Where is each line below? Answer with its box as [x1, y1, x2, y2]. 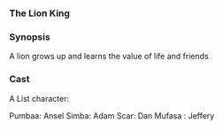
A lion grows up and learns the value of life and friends [9, 51, 210, 62]
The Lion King [9, 7, 71, 19]
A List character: [9, 93, 69, 103]
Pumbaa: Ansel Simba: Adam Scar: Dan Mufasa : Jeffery [9, 110, 215, 121]
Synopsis [9, 30, 50, 42]
